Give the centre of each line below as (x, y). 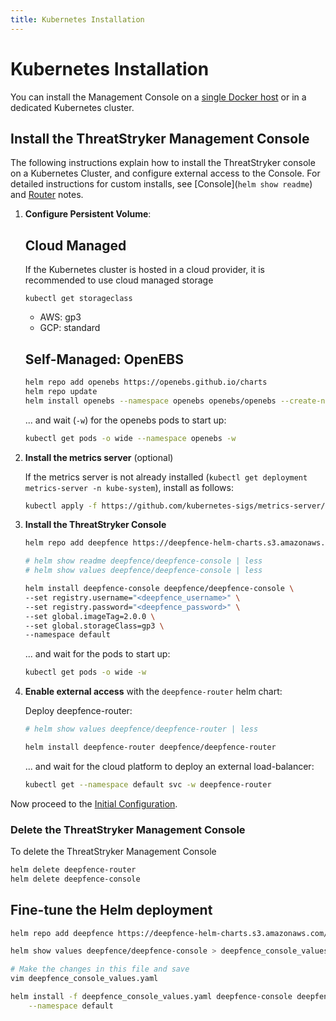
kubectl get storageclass (78, 299)
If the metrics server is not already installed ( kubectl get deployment (166, 477)
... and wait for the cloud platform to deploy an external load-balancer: (169, 766)
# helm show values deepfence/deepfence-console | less (143, 571)
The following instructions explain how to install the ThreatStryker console (163, 163)
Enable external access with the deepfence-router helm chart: (153, 692)
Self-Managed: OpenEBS (104, 359)
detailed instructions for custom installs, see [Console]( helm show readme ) (161, 184)
